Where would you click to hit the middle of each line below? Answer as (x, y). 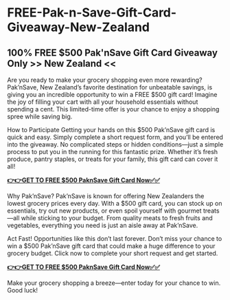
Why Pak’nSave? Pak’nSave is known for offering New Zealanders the (106, 196)
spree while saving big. (40, 116)
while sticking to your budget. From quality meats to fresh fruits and (117, 218)
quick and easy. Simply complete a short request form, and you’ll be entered (115, 137)
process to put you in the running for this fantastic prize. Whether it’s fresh (113, 152)
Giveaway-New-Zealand (78, 27)
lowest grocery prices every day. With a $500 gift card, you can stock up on (115, 203)
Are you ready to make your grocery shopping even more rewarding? (105, 80)
